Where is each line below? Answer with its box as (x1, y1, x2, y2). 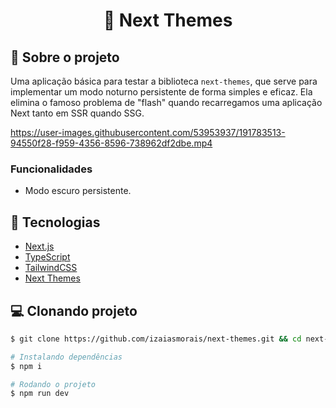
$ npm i (10, 361, 43, 371)
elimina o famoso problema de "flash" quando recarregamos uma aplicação (10, 97, 323, 108)
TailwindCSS (24, 262, 78, 274)
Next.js (24, 240, 55, 253)
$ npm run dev (10, 389, 70, 399)
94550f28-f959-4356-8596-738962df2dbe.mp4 (10, 137, 213, 149)
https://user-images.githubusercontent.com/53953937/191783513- (10, 127, 286, 138)
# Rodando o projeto (10, 379, 97, 389)
